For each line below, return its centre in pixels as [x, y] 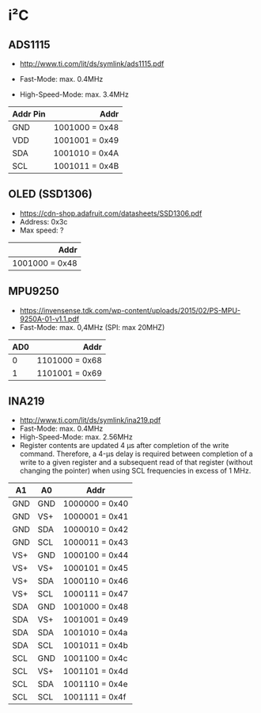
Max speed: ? [42, 230]
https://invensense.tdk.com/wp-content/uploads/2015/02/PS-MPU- [130, 310]
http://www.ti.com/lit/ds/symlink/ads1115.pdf [92, 63]
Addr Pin [29, 114]
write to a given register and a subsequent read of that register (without [136, 462]
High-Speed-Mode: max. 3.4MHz [74, 94]
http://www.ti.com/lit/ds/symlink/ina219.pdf [90, 420]
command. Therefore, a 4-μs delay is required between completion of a [136, 454]
